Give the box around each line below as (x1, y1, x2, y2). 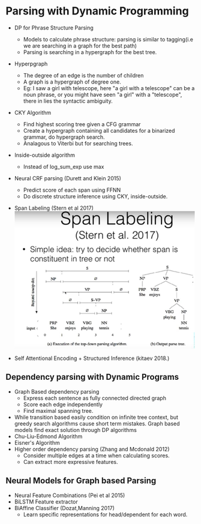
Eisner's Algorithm (14, 439, 61, 446)
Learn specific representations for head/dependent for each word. (23, 511, 188, 518)
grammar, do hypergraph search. (23, 133, 106, 141)
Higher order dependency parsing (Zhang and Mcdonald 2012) (14, 445, 170, 452)
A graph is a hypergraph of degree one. (23, 78, 121, 85)
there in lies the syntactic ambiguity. (23, 97, 113, 105)
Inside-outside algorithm (14, 151, 76, 159)
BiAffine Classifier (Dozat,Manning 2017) (14, 504, 115, 511)
